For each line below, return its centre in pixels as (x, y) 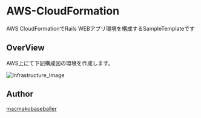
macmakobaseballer (31, 108)
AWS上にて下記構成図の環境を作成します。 (60, 63)
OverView (25, 48)
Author (20, 94)
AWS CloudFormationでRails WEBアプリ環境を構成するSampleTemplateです (101, 28)
